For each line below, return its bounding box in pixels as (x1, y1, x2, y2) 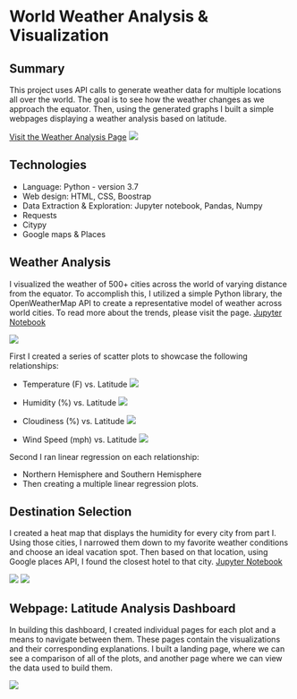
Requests (21, 209, 57, 220)
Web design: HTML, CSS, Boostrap (21, 191, 152, 201)
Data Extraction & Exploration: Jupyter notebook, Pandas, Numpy (21, 200, 263, 211)
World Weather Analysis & (9, 6, 208, 27)
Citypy (21, 219, 47, 230)
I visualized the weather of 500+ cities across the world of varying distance (9, 278, 288, 289)
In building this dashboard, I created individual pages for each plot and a (9, 625, 276, 635)
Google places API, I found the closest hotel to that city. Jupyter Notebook (9, 557, 284, 567)
